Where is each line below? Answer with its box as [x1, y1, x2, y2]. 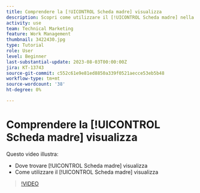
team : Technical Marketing [6, 25, 74, 32]
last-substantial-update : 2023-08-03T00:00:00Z [6, 59, 128, 65]
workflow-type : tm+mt [6, 76, 60, 82]
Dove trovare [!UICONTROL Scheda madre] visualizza [14, 162, 148, 169]
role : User [6, 48, 34, 54]
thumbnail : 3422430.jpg [6, 37, 66, 43]
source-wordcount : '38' [6, 82, 66, 88]
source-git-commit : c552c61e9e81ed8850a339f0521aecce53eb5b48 [6, 70, 165, 76]
